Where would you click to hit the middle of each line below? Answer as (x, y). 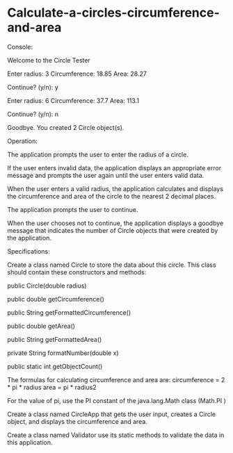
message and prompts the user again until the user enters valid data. (106, 175)
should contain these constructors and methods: (77, 272)
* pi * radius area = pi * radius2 (52, 387)
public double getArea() (41, 326)
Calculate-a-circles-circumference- (114, 13)
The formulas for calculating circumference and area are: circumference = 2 (116, 379)
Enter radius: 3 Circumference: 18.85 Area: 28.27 (77, 74)
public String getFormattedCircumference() (69, 312)
